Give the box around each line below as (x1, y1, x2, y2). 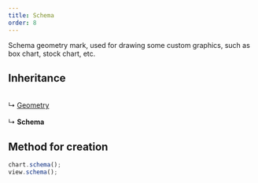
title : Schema (8, 11, 55, 20)
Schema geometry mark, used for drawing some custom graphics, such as (8, 40, 250, 49)
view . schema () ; (8, 168, 58, 176)
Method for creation (8, 140, 109, 153)
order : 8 (8, 19, 37, 27)
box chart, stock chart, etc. (8, 49, 96, 58)
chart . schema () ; (8, 161, 61, 169)
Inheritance (8, 71, 66, 85)
